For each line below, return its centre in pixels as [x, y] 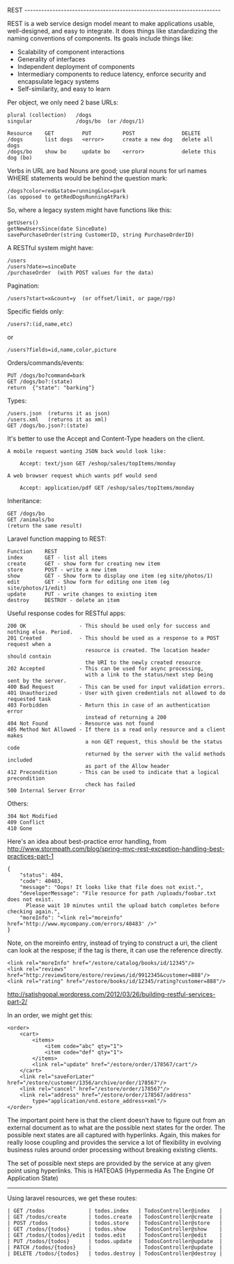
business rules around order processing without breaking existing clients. [112, 1150]
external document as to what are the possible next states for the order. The [116, 1127]
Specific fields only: [36, 311]
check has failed [110, 785]
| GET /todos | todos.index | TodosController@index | [115, 1211]
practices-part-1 [31, 856]
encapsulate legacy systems [58, 82]
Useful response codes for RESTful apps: [67, 613]
